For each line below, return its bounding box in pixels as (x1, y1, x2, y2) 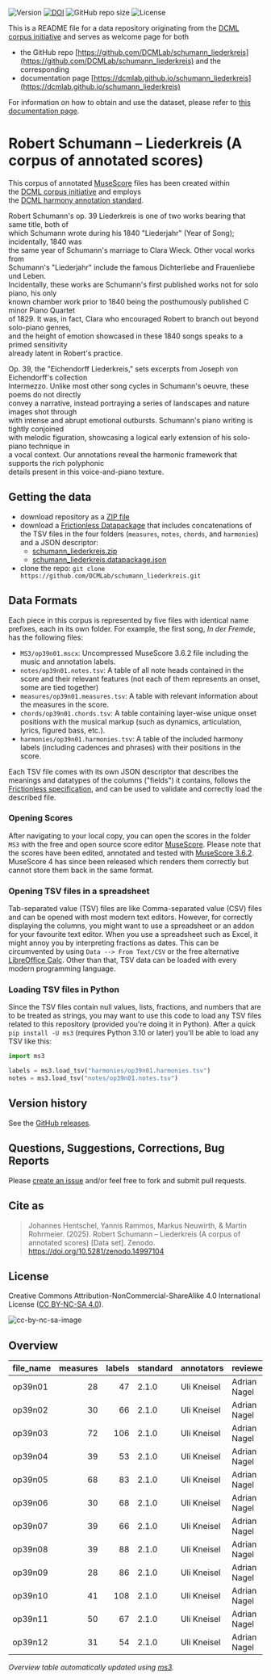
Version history (8, 1097, 88, 1111)
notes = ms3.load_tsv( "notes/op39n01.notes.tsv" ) (8, 1074, 179, 1082)
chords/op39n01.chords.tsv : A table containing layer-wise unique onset (19, 708, 256, 718)
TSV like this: (8, 1036, 52, 1046)
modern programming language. (8, 964, 116, 973)
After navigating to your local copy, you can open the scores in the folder (8, 830, 251, 840)
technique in (28, 441, 70, 451)
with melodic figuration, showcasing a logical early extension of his (8, 432, 231, 442)
